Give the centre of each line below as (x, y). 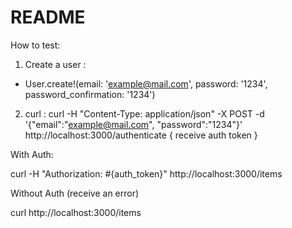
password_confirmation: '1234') (90, 94)
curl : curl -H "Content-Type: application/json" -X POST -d (144, 113)
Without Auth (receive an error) (75, 193)
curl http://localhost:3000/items (76, 212)
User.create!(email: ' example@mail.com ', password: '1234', (146, 83)
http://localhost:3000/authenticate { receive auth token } (141, 135)
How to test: (35, 45)
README (48, 17)
